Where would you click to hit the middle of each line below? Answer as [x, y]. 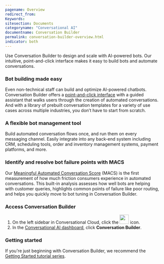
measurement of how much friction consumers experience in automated [78, 178]
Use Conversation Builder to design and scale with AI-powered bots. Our [78, 56]
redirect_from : [21, 14]
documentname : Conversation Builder [42, 32]
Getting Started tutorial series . [35, 256]
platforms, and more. [26, 149]
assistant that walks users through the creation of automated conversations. [82, 100]
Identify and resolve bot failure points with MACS [65, 162]
